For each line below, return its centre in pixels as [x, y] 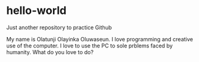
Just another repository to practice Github [59, 27]
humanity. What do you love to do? [50, 52]
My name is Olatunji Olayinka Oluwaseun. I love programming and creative [100, 39]
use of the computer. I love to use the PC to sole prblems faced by [89, 46]
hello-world [37, 11]
